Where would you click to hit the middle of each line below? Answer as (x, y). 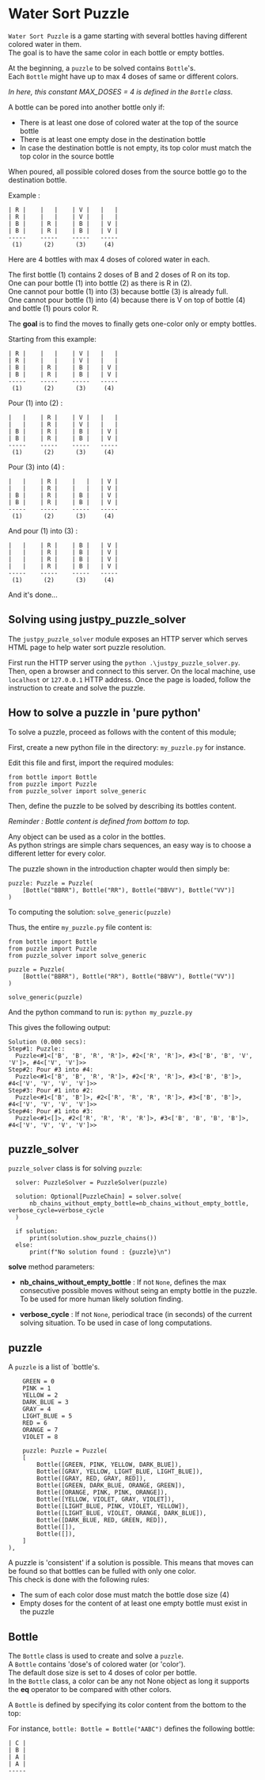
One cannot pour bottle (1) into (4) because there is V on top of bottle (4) (127, 300)
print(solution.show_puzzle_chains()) (93, 1238)
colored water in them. (45, 44)
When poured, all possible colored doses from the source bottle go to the (128, 171)
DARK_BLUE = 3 (45, 1403)
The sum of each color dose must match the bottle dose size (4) (124, 1595)
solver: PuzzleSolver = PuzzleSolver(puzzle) (92, 1183)
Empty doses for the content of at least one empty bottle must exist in (133, 1603)
